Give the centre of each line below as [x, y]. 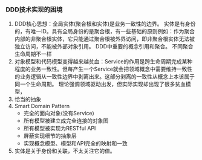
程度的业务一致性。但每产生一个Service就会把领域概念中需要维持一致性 [103, 69]
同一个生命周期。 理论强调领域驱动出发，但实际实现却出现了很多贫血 [100, 84]
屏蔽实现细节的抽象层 [50, 136]
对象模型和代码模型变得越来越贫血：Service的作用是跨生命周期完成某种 [103, 62]
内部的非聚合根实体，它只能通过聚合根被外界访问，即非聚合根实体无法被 [104, 39]
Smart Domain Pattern [42, 106]
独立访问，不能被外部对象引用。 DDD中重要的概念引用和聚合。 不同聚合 [104, 46]
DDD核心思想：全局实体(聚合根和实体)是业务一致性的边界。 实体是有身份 [105, 24]
